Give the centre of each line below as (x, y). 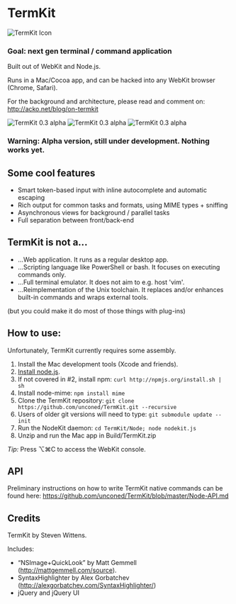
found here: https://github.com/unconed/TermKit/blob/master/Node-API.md (118, 496)
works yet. (26, 150)
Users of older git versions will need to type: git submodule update (115, 414)
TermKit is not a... (47, 242)
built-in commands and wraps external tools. (83, 297)
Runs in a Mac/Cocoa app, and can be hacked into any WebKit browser (112, 80)
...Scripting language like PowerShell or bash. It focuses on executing (119, 267)
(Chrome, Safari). (33, 88)
